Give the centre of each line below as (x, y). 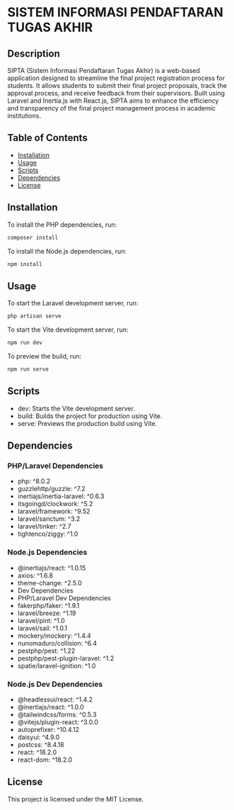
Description (34, 54)
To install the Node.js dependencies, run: (67, 251)
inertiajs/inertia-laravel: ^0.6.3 (61, 496)
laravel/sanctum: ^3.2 (49, 519)
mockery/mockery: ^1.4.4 (54, 636)
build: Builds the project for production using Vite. (90, 416)
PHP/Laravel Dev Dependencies (64, 598)
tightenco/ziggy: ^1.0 (48, 534)
